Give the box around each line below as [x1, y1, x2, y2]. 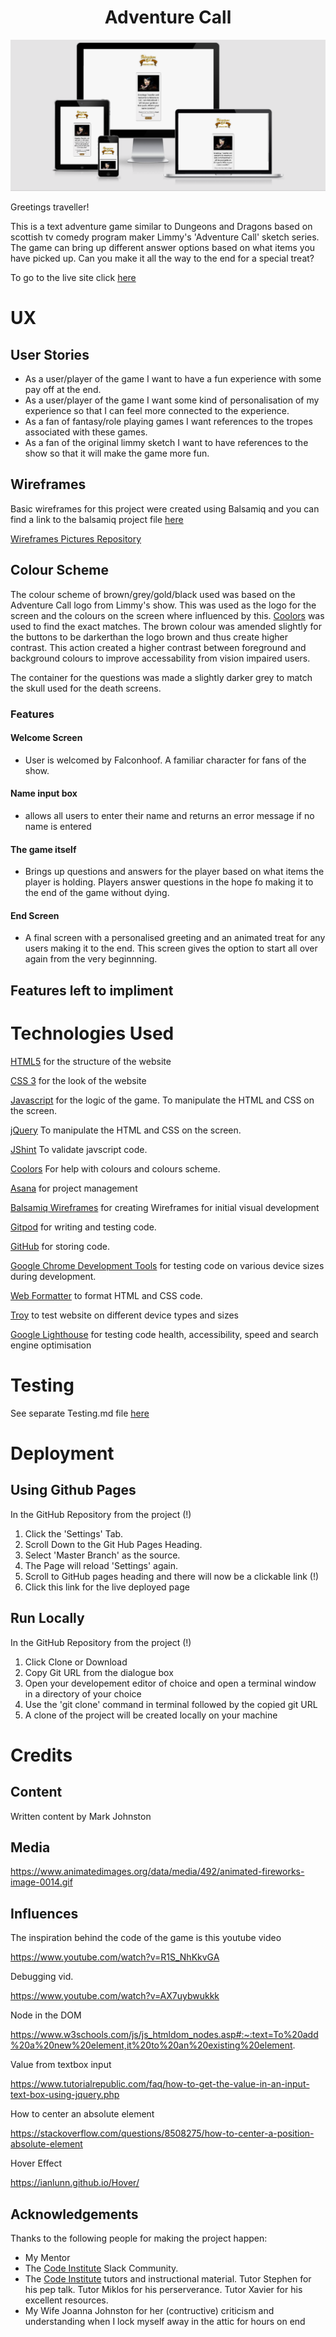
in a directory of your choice [24, 1687, 142, 1700]
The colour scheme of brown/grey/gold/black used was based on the [10, 588, 296, 600]
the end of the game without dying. [24, 887, 170, 899]
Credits [10, 1744, 73, 1766]
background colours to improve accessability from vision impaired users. [10, 652, 311, 664]
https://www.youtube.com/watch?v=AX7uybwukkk [10, 1990, 220, 2002]
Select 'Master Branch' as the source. [24, 1549, 181, 1561]
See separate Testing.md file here [10, 1407, 150, 1419]
